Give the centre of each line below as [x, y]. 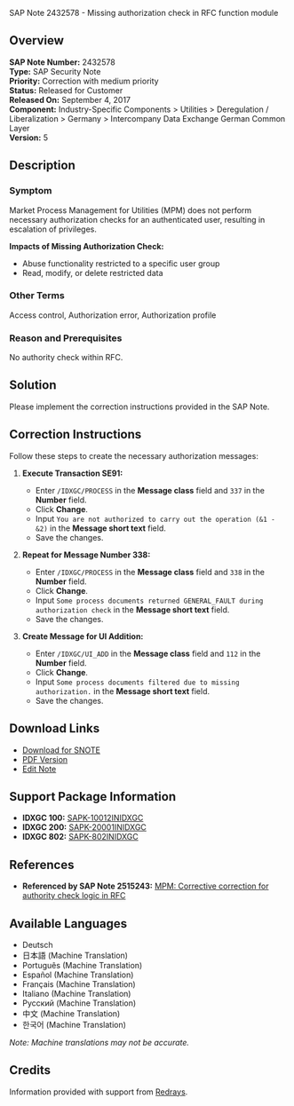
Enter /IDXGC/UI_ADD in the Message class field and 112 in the [148, 653]
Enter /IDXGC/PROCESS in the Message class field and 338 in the [150, 572]
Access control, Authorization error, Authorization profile [113, 315]
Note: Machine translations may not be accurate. [99, 1042]
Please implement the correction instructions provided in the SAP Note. [139, 407]
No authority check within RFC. [66, 358]
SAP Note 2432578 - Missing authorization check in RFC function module [144, 13]
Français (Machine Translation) [79, 984]
